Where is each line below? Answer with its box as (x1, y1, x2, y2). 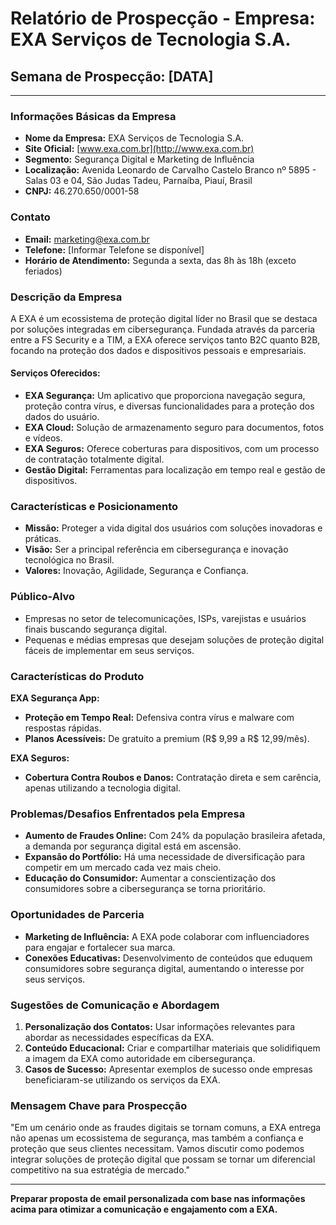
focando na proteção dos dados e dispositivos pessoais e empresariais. (10, 344, 307, 356)
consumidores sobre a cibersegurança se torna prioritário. (24, 883, 266, 895)
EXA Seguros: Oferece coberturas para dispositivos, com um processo (24, 443, 320, 455)
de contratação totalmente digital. (24, 453, 165, 466)
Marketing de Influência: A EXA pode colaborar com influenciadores (24, 930, 310, 942)
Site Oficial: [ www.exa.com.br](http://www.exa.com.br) (24, 143, 255, 155)
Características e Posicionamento (10, 500, 179, 514)
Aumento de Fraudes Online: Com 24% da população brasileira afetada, (24, 830, 326, 842)
